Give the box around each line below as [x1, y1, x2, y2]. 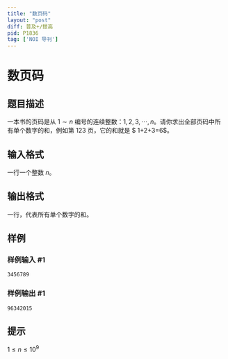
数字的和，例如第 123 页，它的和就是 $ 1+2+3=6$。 [25, 126, 174, 135]
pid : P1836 [7, 29, 39, 37]
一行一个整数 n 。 [7, 168, 56, 176]
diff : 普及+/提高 [7, 23, 54, 30]
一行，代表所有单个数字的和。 [7, 210, 92, 219]
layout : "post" [7, 17, 51, 24]
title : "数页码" [7, 10, 51, 17]
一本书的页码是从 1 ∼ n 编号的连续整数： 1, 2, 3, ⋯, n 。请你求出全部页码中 [7, 117, 215, 126]
